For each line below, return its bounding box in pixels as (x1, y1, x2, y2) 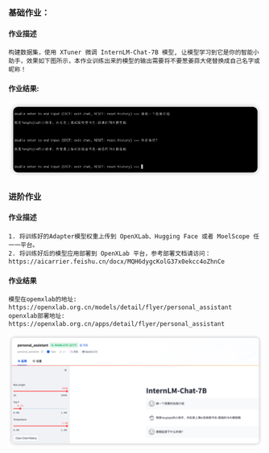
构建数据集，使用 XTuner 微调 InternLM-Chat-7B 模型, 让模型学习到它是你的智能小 (8, 48, 259, 57)
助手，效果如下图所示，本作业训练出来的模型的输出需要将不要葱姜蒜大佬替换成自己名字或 (8, 57, 260, 65)
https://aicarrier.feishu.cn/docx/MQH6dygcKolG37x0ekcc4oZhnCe (8, 257, 226, 266)
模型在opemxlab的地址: (8, 295, 77, 303)
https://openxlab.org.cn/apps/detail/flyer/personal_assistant (8, 320, 226, 328)
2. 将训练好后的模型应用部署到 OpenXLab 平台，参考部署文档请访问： (8, 249, 212, 257)
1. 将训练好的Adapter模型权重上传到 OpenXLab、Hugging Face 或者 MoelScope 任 (8, 232, 260, 241)
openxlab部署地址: (8, 312, 65, 320)
